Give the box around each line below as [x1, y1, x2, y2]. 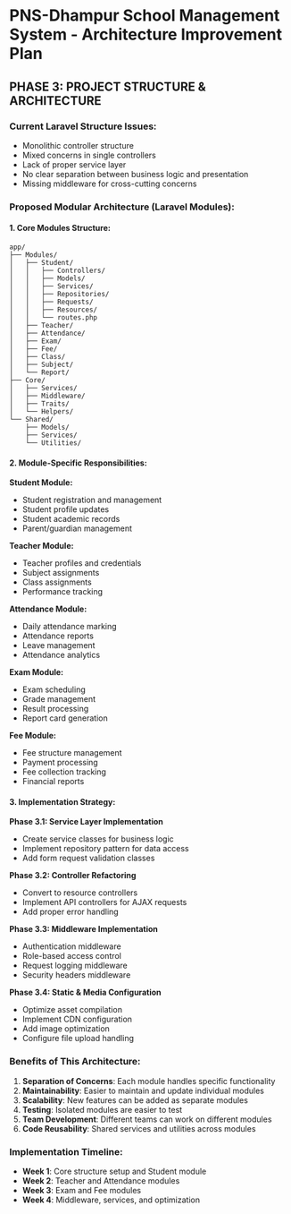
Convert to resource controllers [21, 887, 138, 898]
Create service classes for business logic [21, 834, 174, 844]
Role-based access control [21, 951, 122, 962]
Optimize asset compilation [21, 1005, 123, 1015]
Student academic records [21, 514, 121, 525]
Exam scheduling [21, 684, 87, 695]
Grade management [21, 694, 96, 705]
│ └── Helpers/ [9, 407, 74, 416]
